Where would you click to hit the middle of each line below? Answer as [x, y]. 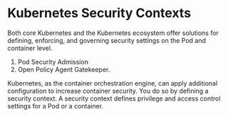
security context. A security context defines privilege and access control [114, 98]
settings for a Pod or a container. [56, 106]
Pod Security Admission [53, 61]
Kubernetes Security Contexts [99, 13]
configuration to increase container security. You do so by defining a [108, 91]
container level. [30, 48]
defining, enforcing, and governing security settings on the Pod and [107, 40]
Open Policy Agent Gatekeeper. [64, 69]
